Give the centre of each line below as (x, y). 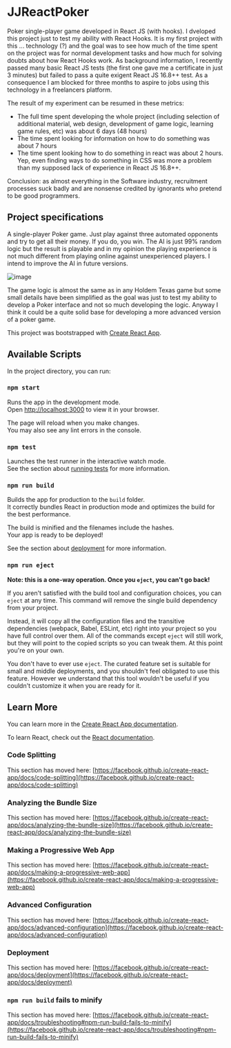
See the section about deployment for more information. (87, 548)
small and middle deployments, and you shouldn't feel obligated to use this (113, 671)
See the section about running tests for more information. (89, 469)
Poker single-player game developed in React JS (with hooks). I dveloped (111, 31)
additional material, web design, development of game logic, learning (115, 123)
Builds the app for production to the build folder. (76, 500)
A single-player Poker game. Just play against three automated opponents (113, 234)
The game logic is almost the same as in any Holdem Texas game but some (114, 290)
